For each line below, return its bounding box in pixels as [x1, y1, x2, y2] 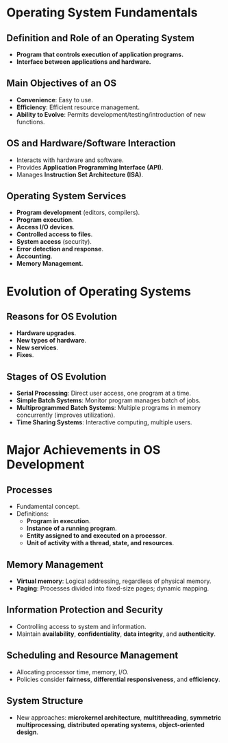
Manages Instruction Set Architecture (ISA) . [16, 170, 144, 179]
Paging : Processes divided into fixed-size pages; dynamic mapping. [16, 584, 210, 593]
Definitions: [16, 510, 49, 518]
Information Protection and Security [6, 604, 164, 616]
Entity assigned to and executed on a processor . [26, 531, 167, 540]
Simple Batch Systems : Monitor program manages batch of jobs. [16, 396, 201, 404]
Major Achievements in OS [6, 442, 161, 458]
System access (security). [16, 238, 92, 246]
